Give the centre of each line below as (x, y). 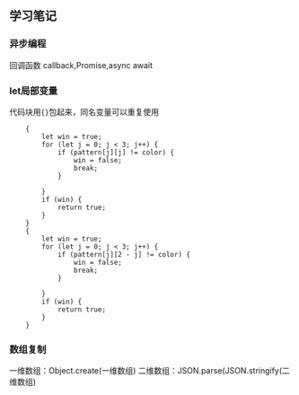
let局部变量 (34, 91)
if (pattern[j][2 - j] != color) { (124, 254)
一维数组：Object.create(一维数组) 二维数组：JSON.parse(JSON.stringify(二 (149, 371)
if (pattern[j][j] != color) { (116, 152)
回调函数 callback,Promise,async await (81, 65)
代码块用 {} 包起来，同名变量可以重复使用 (84, 111)
